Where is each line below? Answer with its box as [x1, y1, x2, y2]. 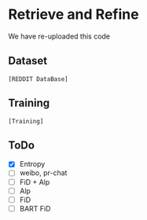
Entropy [19, 159, 46, 169]
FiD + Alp [19, 177, 50, 186]
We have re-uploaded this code [8, 31, 111, 41]
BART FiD [19, 203, 51, 213]
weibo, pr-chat [19, 168, 68, 178]
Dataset [8, 54, 48, 68]
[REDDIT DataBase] [8, 75, 68, 83]
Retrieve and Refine [8, 5, 139, 24]
